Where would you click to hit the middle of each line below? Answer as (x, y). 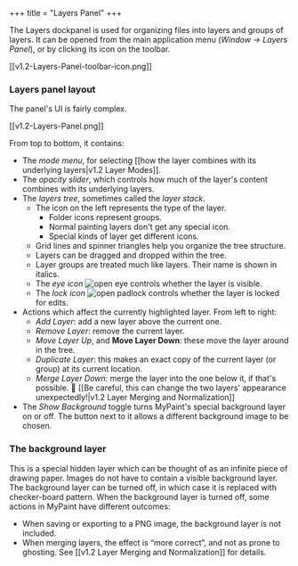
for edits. (52, 303)
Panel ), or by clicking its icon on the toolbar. (90, 49)
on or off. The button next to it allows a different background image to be (155, 416)
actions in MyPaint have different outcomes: (90, 506)
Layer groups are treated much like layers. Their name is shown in (156, 265)
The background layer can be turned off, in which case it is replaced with (143, 487)
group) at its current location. (89, 369)
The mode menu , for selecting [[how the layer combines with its (139, 160)
